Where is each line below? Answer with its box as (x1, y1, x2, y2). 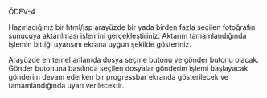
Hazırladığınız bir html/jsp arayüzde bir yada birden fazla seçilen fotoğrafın (8, 22, 256, 31)
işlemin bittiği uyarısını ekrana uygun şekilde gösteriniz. (8, 39, 191, 49)
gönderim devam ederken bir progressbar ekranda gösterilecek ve (8, 72, 229, 81)
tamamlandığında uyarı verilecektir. (8, 80, 125, 90)
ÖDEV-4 (8, 7, 36, 16)
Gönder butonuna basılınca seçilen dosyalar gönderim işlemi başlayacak (8, 63, 249, 73)
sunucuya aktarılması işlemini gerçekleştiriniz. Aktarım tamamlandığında (8, 31, 247, 40)
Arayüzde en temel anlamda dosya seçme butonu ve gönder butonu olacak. (8, 55, 260, 64)
